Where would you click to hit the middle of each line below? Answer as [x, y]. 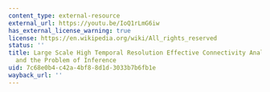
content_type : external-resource [64, 16]
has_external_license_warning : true [70, 30]
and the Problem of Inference [66, 61]
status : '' [27, 46]
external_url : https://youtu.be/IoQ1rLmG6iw [84, 23]
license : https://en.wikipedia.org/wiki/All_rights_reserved [113, 38]
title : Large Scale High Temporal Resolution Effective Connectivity [127, 53]
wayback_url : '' [35, 75]
